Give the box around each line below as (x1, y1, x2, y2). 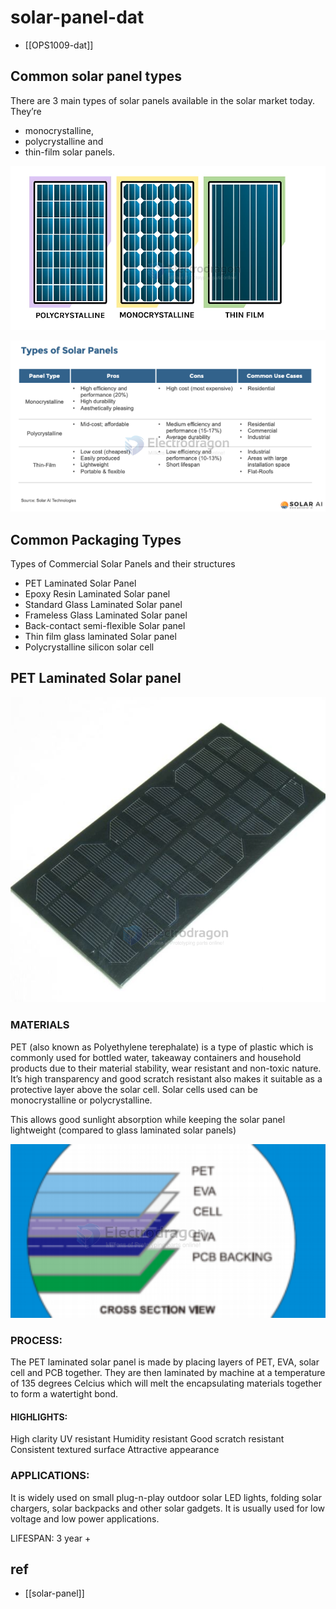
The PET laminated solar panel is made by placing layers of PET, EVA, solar (10, 1356, 320, 1368)
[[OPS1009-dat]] (24, 39, 94, 51)
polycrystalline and (24, 135, 104, 147)
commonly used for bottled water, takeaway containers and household (10, 1051, 302, 1063)
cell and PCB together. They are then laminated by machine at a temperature (10, 1367, 326, 1379)
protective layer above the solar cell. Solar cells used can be (10, 1083, 259, 1095)
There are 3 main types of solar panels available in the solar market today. (10, 94, 316, 106)
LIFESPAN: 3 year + (10, 1532, 92, 1544)
